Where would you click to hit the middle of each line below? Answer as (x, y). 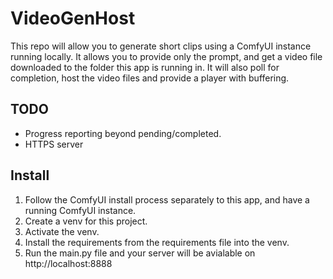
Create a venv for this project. (86, 221)
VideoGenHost (73, 18)
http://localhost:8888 (68, 263)
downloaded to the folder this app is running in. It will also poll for (145, 67)
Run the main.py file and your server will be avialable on (140, 253)
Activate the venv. (62, 231)
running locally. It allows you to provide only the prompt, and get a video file (166, 56)
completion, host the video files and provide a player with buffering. (150, 78)
